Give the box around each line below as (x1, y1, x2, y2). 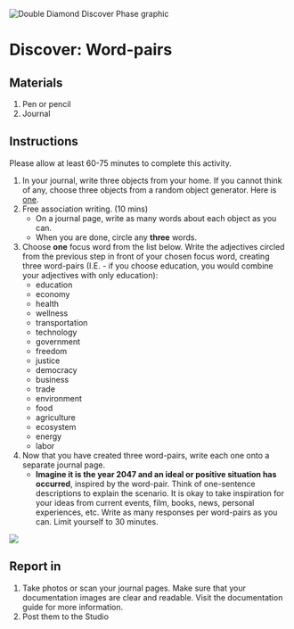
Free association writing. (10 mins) (21, 203, 149, 214)
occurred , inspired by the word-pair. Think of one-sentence (35, 478, 256, 489)
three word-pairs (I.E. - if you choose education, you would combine (21, 260, 274, 271)
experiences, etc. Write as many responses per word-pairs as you (35, 507, 278, 517)
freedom (35, 345, 68, 356)
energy (35, 431, 62, 442)
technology (35, 327, 78, 337)
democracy (35, 364, 78, 375)
